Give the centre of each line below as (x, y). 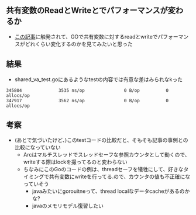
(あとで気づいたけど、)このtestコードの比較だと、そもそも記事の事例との (101, 140)
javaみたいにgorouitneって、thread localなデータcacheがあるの (108, 191)
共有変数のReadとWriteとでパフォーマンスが (87, 11)
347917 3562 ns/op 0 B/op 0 (87, 100)
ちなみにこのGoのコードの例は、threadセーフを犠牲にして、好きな (103, 169)
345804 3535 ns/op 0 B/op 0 (87, 90)
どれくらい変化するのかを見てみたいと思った (79, 44)
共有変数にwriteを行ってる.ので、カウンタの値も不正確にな (120, 176)
